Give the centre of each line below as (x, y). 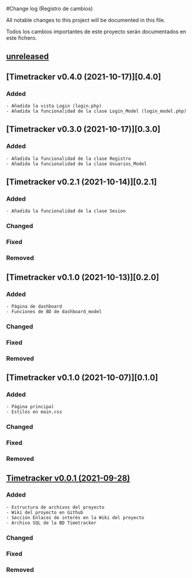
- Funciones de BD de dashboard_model (54, 311)
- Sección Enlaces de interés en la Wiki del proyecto (75, 517)
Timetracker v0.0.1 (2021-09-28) (68, 478)
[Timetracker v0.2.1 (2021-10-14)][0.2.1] (81, 182)
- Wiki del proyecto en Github (45, 512)
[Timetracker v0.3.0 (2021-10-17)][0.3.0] (83, 129)
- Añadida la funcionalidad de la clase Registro (69, 159)
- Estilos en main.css (34, 412)
